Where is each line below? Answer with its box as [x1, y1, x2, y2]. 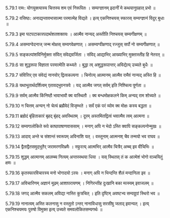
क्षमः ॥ [5, 160, 16, 166]
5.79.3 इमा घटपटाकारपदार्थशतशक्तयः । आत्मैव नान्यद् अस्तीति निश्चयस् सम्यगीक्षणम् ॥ [5, 31, 147, 37]
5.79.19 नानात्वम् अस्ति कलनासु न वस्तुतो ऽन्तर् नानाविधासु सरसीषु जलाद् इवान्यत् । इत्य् [5, 201, 150, 207]
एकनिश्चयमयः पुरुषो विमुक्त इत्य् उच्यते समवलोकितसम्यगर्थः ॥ [5, 206, 102, 212]
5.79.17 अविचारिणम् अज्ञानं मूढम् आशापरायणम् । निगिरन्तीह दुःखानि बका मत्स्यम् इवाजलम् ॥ [5, 180, 154, 186]
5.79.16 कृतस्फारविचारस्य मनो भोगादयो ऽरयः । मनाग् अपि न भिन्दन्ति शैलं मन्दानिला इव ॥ [5, 170, 150, 176]
